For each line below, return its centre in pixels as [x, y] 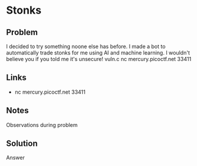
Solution [22, 144]
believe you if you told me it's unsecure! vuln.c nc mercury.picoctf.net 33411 [99, 59]
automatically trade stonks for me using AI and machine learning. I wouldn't [98, 53]
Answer [15, 158]
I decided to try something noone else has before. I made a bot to [86, 46]
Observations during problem [42, 124]
